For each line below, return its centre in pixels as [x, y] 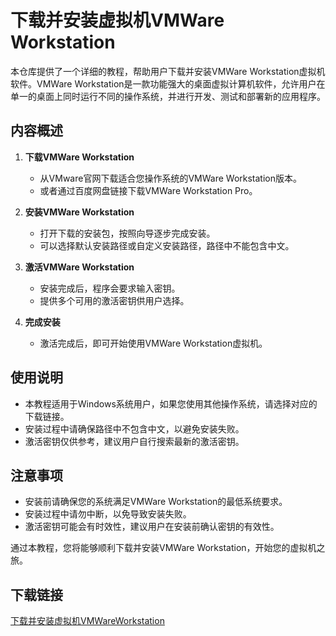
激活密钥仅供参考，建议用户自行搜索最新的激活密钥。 [134, 441]
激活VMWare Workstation [79, 267]
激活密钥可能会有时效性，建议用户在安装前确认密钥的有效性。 [152, 527]
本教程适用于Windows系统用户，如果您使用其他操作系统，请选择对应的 [171, 403]
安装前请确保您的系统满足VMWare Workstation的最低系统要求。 [156, 502]
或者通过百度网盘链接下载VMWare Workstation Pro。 [148, 190]
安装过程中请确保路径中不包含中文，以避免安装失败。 [134, 428]
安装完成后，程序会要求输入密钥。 [110, 288]
